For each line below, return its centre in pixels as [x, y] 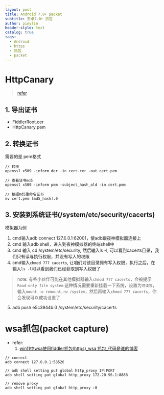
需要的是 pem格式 [23, 156]
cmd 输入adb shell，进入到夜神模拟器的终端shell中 [63, 244]
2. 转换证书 [22, 144]
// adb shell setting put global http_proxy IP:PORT [60, 370]
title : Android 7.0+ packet [34, 14]
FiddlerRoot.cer [28, 122]
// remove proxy [22, 383]
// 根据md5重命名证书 [24, 194]
